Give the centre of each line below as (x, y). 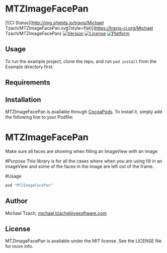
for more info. (19, 246)
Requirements (28, 83)
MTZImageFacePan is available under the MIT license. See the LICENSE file (83, 241)
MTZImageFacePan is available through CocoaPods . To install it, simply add (84, 112)
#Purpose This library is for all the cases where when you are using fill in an (84, 161)
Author (16, 201)
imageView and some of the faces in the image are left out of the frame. (80, 166)
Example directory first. (29, 66)
